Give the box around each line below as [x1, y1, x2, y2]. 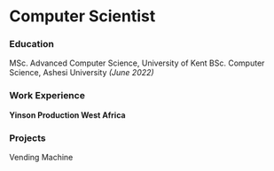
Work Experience [9, 89, 86, 102]
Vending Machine [9, 152, 74, 163]
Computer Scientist [9, 6, 156, 27]
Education [9, 38, 55, 51]
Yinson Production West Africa [9, 109, 126, 120]
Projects [9, 131, 46, 144]
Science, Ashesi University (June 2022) [9, 67, 154, 78]
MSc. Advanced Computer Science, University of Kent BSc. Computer [9, 58, 265, 68]
